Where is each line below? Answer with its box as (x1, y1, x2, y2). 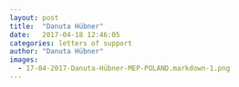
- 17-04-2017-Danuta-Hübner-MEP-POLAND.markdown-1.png (17, 64, 231, 73)
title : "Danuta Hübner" (9, 22, 104, 31)
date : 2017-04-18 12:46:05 (9, 30, 120, 39)
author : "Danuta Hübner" (9, 47, 104, 56)
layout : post (9, 13, 59, 23)
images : (9, 55, 39, 64)
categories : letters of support (9, 38, 132, 48)
